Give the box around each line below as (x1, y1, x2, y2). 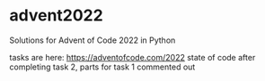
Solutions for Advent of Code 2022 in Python (9, 35, 176, 45)
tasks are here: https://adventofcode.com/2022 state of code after (9, 52, 256, 62)
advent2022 (9, 5, 103, 26)
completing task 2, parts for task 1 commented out (9, 61, 196, 72)
